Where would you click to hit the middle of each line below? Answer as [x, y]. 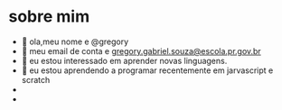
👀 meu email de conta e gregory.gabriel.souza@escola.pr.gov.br [141, 50]
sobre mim [49, 17]
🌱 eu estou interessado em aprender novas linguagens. [124, 60]
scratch [36, 79]
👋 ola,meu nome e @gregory [75, 41]
